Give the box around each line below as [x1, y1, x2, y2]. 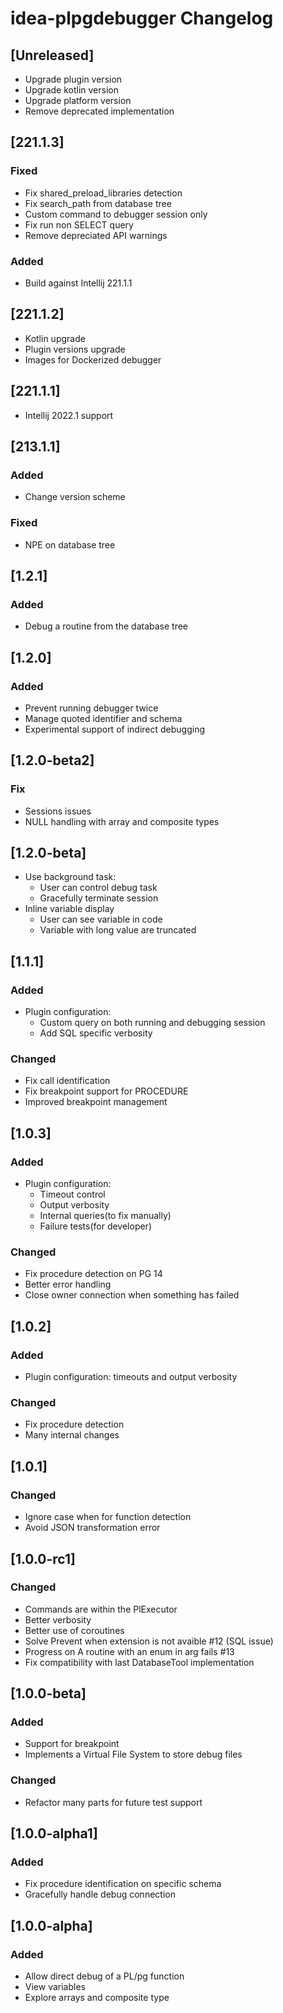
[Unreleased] [10, 47, 95, 64]
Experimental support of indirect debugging [24, 723, 205, 735]
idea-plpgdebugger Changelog [10, 7, 274, 30]
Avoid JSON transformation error [24, 1522, 161, 1534]
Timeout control [39, 1188, 106, 1201]
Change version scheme [24, 491, 126, 503]
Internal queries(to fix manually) [39, 1210, 172, 1222]
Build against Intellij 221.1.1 [24, 277, 133, 289]
